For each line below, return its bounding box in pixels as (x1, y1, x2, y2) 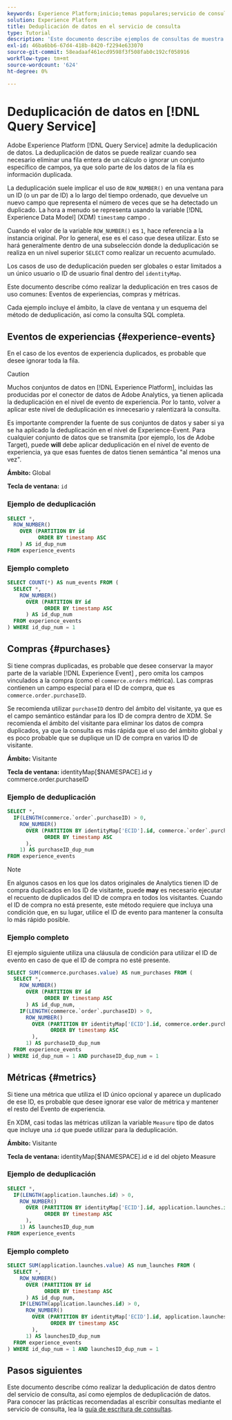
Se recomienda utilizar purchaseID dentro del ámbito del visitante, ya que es (7, 704, 222, 712)
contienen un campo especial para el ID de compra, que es (7, 683, 175, 691)
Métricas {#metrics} (7, 1072, 97, 1084)
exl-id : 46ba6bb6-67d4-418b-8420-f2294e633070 (7, 42, 144, 49)
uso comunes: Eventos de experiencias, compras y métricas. (7, 290, 181, 298)
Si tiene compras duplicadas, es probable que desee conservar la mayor (7, 661, 213, 670)
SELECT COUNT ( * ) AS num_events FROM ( (7, 579, 119, 586)
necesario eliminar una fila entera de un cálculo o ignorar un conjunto (7, 156, 205, 164)
